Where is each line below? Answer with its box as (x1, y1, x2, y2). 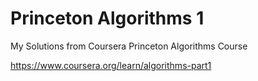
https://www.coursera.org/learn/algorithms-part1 (10, 59, 212, 71)
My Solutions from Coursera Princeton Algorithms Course (10, 40, 248, 52)
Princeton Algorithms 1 (10, 7, 205, 30)
